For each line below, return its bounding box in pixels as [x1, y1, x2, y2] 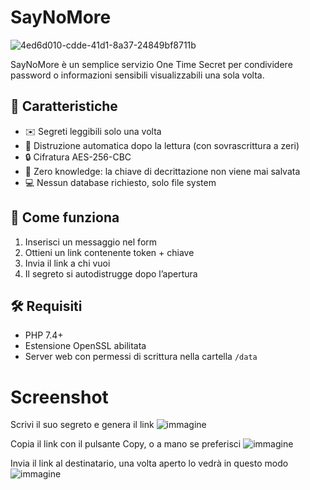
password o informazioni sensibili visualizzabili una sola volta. [10, 69, 265, 81]
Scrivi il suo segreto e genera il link [10, 419, 155, 431]
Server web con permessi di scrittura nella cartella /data [24, 351, 258, 363]
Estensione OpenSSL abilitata [24, 340, 147, 352]
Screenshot [10, 386, 109, 408]
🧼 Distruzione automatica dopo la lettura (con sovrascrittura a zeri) [24, 139, 300, 151]
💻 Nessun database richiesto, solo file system [24, 176, 217, 188]
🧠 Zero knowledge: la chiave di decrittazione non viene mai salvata [24, 165, 301, 177]
